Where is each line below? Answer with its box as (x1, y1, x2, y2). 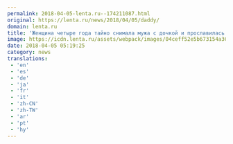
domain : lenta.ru (7, 23, 58, 30)
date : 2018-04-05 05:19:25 (7, 42, 85, 49)
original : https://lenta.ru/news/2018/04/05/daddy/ (7, 17, 159, 24)
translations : (7, 55, 49, 62)
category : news (7, 49, 51, 56)
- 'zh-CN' (10, 100, 39, 107)
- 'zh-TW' (10, 107, 39, 114)
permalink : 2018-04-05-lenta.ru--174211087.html (7, 10, 150, 17)
